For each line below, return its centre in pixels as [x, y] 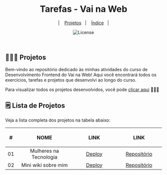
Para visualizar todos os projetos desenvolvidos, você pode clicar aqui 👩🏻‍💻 [82, 89]
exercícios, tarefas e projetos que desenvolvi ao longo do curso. [71, 80]
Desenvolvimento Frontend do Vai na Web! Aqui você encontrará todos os [81, 75]
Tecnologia [44, 157]
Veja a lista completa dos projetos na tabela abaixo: [58, 120]
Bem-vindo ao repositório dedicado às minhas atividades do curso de [77, 69]
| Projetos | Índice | [83, 23]
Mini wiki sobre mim [44, 165]
